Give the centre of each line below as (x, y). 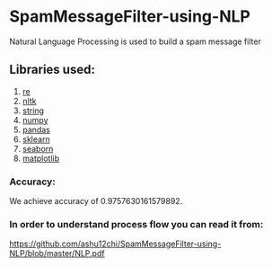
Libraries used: (53, 70)
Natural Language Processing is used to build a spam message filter (136, 41)
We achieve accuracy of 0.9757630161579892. (96, 201)
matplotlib (41, 158)
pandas (36, 129)
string (33, 111)
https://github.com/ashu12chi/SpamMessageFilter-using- (115, 244)
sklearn (36, 139)
